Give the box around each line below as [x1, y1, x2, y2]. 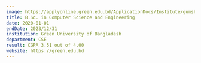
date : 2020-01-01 [6, 20, 50, 26]
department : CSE [6, 37, 47, 43]
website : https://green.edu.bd [6, 48, 84, 54]
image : [6, 8, 23, 15]
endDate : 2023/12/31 [6, 25, 58, 32]
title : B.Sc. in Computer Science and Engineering [6, 14, 135, 20]
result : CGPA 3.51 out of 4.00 [6, 43, 84, 49]
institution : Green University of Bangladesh [6, 31, 121, 37]
